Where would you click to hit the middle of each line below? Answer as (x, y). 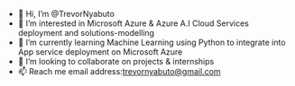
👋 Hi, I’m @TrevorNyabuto (66, 14)
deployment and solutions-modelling (86, 33)
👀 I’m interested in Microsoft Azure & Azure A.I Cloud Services (134, 23)
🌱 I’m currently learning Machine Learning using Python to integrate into (152, 42)
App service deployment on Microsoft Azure (100, 52)
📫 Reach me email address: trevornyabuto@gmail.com (119, 71)
